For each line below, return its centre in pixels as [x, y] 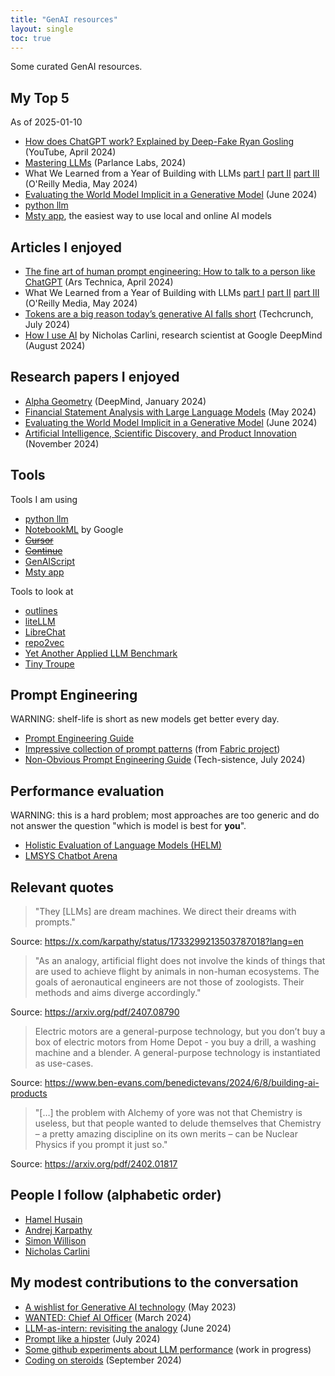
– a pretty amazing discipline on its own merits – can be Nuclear [166, 1134]
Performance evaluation [87, 791]
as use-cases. [64, 1063]
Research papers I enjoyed [95, 377]
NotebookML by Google [74, 529]
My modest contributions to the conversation [154, 1282]
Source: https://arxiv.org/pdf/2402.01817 [94, 1164]
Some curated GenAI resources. [76, 67]
